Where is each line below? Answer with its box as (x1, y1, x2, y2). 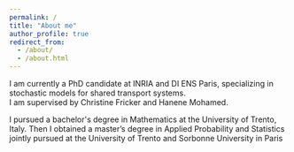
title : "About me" (9, 21, 77, 30)
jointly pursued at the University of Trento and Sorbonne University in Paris (9, 133, 283, 143)
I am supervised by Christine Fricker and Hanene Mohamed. (9, 97, 228, 107)
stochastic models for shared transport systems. (9, 87, 186, 98)
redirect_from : (9, 37, 66, 47)
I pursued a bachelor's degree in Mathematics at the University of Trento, (9, 114, 277, 125)
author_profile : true (9, 29, 89, 38)
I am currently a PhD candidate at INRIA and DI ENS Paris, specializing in (9, 79, 275, 88)
